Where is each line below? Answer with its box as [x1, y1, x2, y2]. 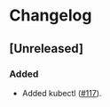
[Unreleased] [9, 41, 84, 56]
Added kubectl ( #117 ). [21, 87, 102, 98]
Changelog [9, 5, 92, 26]
